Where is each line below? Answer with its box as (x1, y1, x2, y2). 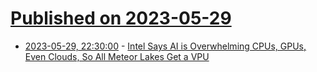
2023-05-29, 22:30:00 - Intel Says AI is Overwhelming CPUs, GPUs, (24, 40, 307, 52)
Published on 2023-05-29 (10, 7, 232, 30)
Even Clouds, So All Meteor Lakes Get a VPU (24, 50, 210, 62)
